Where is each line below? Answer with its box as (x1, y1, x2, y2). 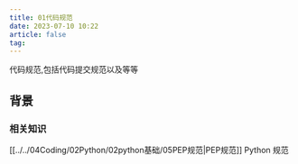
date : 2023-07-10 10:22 (9, 22, 99, 31)
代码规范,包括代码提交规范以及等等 (9, 64, 139, 75)
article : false (9, 30, 67, 39)
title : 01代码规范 (9, 13, 74, 23)
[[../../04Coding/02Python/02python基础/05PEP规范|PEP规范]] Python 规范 (9, 144, 289, 155)
